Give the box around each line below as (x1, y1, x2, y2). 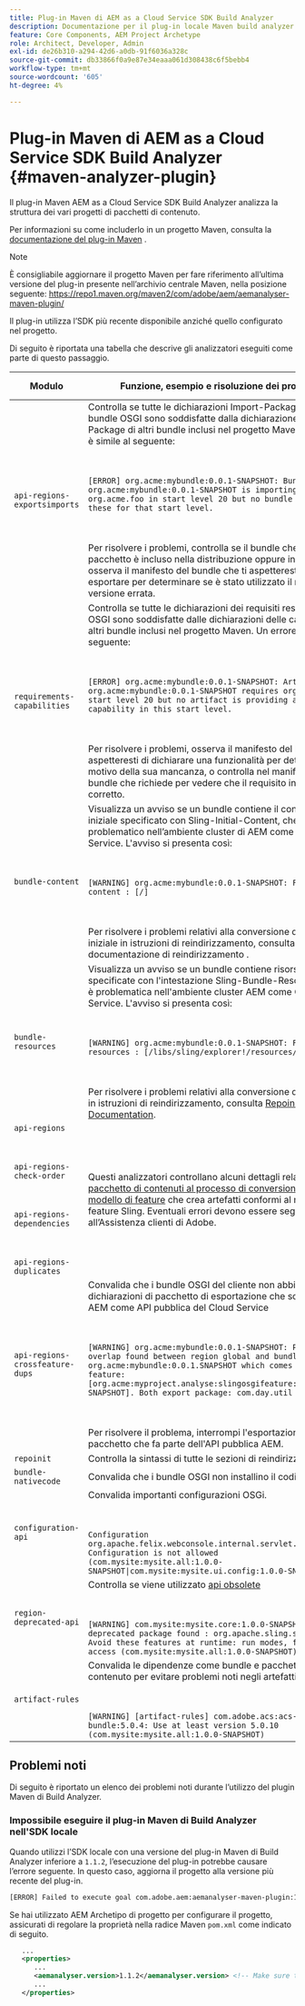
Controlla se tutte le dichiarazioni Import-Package (87, 401, 302, 413)
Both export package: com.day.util (139, 1387, 293, 1397)
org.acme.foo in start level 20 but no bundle (87, 493, 293, 504)
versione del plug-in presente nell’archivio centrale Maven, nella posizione (9, 278, 288, 289)
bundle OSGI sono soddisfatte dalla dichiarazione (87, 412, 299, 424)
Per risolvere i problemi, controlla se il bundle (87, 541, 280, 554)
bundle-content (14, 876, 80, 887)
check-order (14, 1170, 66, 1181)
